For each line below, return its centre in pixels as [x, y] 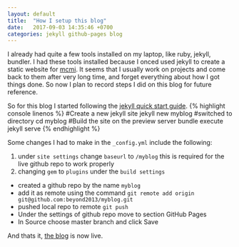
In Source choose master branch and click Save [88, 222]
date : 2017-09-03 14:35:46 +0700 [60, 27]
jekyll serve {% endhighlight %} [54, 128]
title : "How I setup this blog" [57, 21]
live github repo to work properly [66, 164]
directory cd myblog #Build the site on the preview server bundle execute [115, 121]
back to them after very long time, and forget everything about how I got [113, 77]
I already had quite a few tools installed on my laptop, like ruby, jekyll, [109, 54]
